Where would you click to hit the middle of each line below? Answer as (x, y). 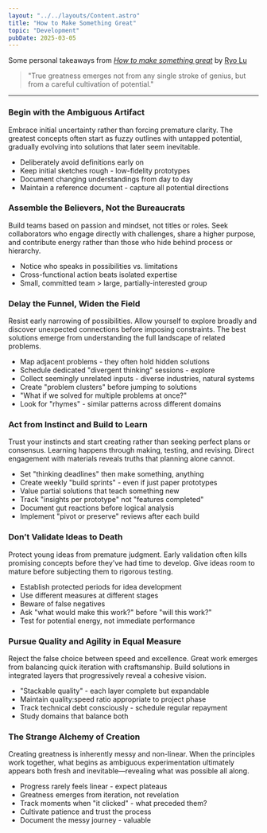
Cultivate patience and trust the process (85, 812)
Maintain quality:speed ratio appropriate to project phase (113, 699)
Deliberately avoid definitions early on (82, 162)
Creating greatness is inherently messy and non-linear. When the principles (132, 754)
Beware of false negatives (62, 603)
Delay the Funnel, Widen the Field (74, 303)
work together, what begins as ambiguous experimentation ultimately (121, 763)
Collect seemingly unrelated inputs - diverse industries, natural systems (137, 379)
